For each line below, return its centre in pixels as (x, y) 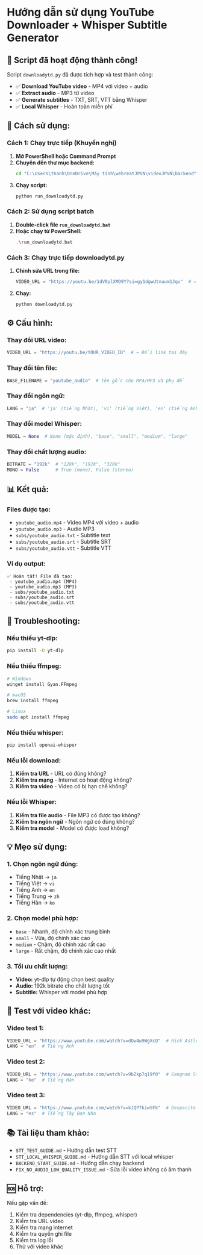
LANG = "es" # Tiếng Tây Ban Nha (52, 1113)
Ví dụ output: (27, 564)
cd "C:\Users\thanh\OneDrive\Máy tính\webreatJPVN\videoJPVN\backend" (106, 173)
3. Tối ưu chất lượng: (37, 966)
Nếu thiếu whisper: (35, 732)
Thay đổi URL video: (37, 340)
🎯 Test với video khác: (49, 1011)
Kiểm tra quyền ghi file (43, 1234)
